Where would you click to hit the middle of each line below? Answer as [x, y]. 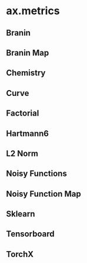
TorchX [20, 254]
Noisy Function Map [43, 194]
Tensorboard [30, 234]
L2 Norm [22, 153]
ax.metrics [33, 11]
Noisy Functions [37, 174]
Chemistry [26, 73]
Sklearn [21, 214]
